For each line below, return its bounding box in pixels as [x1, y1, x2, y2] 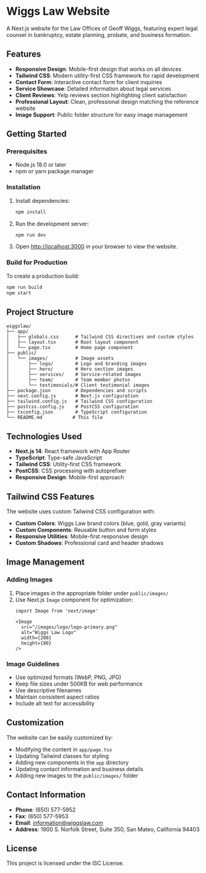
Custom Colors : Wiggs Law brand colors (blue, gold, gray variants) [15, 519, 186, 527]
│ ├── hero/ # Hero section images [6, 366, 133, 372]
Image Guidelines [6, 659, 60, 668]
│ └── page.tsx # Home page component [6, 345, 133, 351]
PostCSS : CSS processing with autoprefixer [15, 467, 127, 474]
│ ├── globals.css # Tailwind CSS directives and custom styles [6, 334, 194, 340]
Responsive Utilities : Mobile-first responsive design [15, 533, 148, 540]
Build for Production [6, 258, 68, 267]
